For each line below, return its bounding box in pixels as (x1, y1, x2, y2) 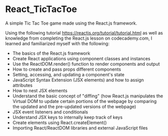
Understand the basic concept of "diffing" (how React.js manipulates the (12, 93, 163, 99)
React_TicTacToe (5, 4, 77, 15)
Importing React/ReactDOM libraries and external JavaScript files (12, 124, 148, 131)
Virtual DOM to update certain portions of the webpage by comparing (12, 98, 157, 104)
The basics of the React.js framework (12, 50, 91, 56)
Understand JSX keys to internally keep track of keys (12, 114, 123, 120)
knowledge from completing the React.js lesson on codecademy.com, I (5, 35, 152, 41)
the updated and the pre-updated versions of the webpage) (12, 103, 136, 109)
